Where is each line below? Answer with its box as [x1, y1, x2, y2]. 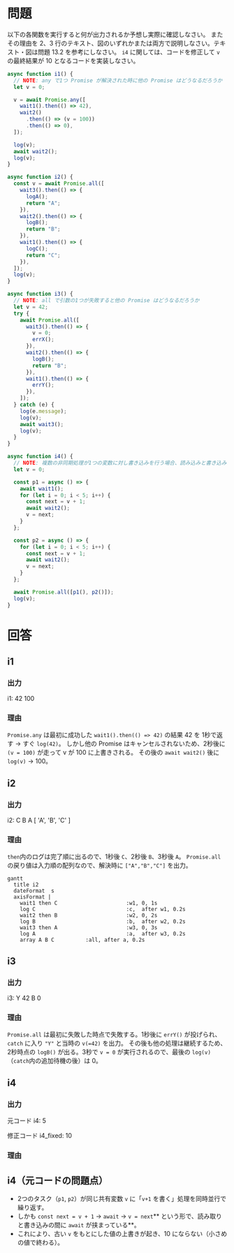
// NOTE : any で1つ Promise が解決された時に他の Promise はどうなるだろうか [13, 77, 223, 84]
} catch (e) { [13, 402, 54, 409]
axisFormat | [13, 893, 52, 901]
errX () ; [32, 336, 54, 343]
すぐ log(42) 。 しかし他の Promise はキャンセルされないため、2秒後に [22, 739, 226, 748]
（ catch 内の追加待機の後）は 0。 [7, 1056, 103, 1064]
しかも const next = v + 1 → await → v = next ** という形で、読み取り [17, 1212, 222, 1221]
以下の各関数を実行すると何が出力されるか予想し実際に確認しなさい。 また [7, 30, 224, 39]
